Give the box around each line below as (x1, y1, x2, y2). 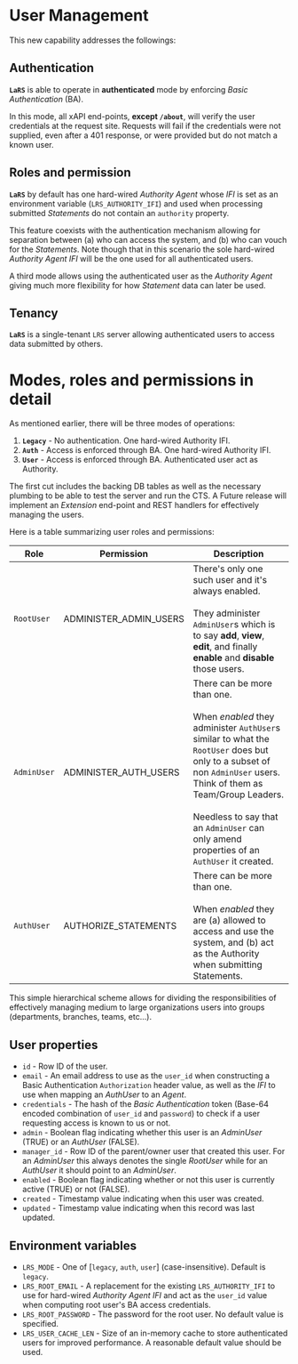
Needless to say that (192, 811, 278, 823)
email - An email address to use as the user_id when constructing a (21, 1070, 271, 1081)
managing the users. (9, 509, 84, 521)
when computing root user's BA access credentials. (21, 1299, 211, 1310)
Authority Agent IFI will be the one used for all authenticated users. (9, 253, 254, 263)
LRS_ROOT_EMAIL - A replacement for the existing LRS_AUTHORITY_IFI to (21, 1280, 276, 1291)
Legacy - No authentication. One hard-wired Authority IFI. (21, 435, 231, 446)
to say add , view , (192, 629, 265, 642)
